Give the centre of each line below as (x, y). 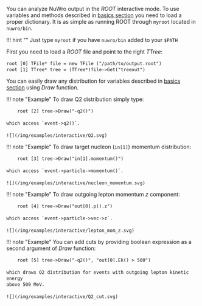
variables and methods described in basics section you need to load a (94, 15)
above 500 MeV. (26, 285)
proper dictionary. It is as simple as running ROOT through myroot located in (101, 22)
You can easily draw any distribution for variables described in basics (93, 81)
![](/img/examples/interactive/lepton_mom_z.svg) (71, 231)
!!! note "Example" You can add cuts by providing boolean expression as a (99, 242)
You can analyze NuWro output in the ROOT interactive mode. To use (93, 9)
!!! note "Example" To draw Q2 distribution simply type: (75, 99)
